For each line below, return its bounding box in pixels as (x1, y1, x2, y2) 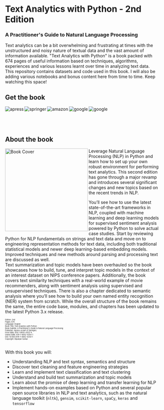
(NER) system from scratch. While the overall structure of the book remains (5, 298, 157, 305)
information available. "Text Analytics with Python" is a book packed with (5, 53, 153, 59)
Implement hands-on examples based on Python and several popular (12, 385, 152, 391)
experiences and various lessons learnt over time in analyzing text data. (5, 63, 150, 69)
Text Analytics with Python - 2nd (5, 3, 142, 15)
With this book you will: (5, 349, 52, 355)
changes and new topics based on (89, 185, 158, 191)
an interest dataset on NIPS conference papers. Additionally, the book (5, 272, 146, 278)
